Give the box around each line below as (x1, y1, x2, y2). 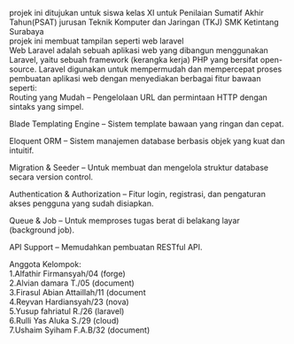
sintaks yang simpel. (9, 102, 84, 111)
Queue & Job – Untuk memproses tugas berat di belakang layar (9, 216, 241, 226)
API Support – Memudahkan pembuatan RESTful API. (9, 242, 203, 252)
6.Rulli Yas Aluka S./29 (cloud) (9, 316, 120, 325)
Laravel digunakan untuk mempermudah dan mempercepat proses (38, 64, 282, 74)
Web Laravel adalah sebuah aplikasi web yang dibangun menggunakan (9, 45, 268, 56)
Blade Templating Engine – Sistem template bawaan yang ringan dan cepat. (9, 118, 284, 129)
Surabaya (9, 27, 44, 36)
